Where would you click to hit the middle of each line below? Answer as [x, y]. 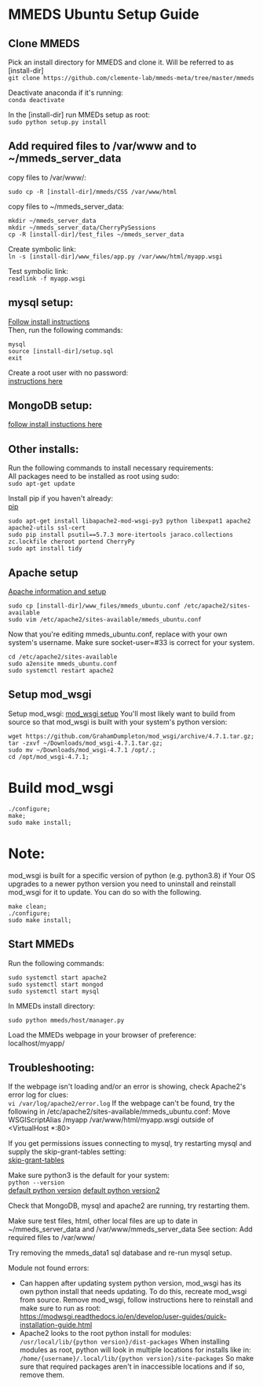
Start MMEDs [41, 945]
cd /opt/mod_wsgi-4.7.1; [49, 757]
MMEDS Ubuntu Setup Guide [104, 15]
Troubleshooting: [51, 1068]
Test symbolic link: [38, 271]
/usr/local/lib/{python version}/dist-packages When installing [124, 1342]
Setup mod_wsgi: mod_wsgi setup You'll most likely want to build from [122, 713]
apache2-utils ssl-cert [47, 528]
